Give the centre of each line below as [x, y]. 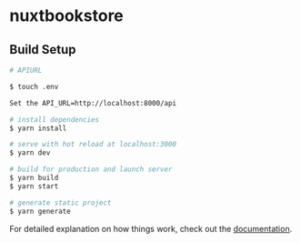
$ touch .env [34, 86]
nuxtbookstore [67, 16]
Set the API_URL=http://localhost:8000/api [93, 103]
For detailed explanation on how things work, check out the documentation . [151, 228]
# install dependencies [55, 119]
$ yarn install [38, 128]
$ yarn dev [30, 153]
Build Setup [43, 50]
